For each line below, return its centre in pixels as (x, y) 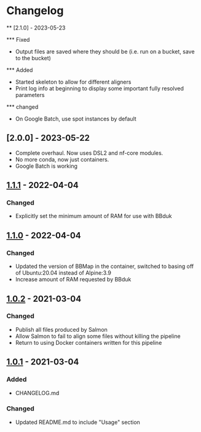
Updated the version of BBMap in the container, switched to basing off (104, 266)
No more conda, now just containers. (62, 159)
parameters (30, 95)
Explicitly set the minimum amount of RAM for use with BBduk (93, 216)
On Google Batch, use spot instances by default (76, 119)
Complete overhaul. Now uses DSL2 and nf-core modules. (89, 153)
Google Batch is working (46, 166)
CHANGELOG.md (37, 393)
